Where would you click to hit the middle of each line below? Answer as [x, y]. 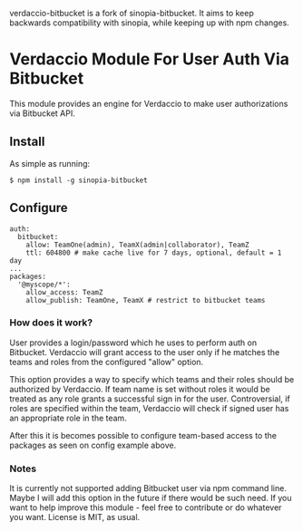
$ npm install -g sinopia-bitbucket [78, 180]
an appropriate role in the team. [68, 418]
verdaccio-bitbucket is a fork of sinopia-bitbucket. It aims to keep [132, 13]
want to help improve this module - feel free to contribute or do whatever [146, 507]
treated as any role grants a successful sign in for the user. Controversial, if [150, 399]
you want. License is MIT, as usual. [75, 517]
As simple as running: [50, 163]
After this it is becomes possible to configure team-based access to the [143, 435]
